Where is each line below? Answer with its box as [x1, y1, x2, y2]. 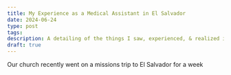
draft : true [7, 42, 41, 48]
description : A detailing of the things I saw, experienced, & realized [7, 35, 220, 42]
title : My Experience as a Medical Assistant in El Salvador [7, 10, 186, 17]
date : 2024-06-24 [7, 16, 57, 23]
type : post [7, 22, 38, 29]
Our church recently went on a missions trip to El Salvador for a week [7, 61, 203, 68]
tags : [7, 29, 23, 36]
